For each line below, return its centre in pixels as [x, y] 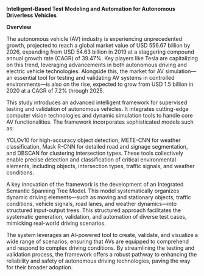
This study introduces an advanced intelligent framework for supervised [97, 102]
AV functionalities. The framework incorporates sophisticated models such [100, 122]
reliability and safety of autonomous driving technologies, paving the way [98, 261]
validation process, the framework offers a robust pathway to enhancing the [102, 254]
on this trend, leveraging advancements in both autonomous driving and [97, 65]
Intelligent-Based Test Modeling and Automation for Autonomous [91, 9]
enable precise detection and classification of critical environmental [91, 160]
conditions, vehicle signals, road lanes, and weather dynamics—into [92, 204]
